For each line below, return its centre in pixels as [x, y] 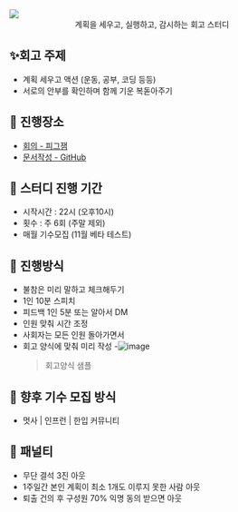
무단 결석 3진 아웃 [54, 475]
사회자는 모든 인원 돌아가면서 [73, 335]
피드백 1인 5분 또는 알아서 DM [75, 312]
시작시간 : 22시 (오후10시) [68, 212]
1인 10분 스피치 [49, 301]
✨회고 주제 [38, 56]
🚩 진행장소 [37, 122]
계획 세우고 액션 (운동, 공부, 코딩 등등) [89, 79]
